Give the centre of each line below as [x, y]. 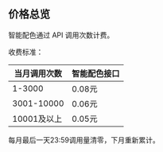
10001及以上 [37, 119]
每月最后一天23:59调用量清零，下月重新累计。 [84, 140]
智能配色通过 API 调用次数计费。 [61, 35]
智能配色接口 [95, 73]
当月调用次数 [38, 73]
